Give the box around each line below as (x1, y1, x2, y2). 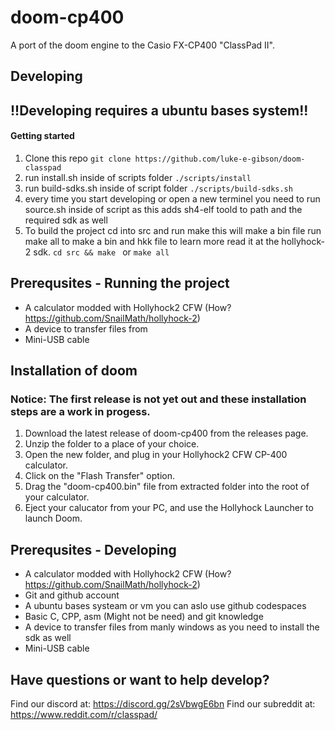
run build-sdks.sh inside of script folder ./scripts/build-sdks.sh (24, 182, 293, 194)
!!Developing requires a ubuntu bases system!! (10, 102, 309, 119)
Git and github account (24, 589, 120, 601)
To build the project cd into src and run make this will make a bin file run (24, 224, 322, 236)
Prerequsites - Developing (10, 541, 177, 558)
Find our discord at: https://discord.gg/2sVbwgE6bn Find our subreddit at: (10, 698, 316, 710)
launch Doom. (24, 512, 83, 525)
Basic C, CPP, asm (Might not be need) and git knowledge (24, 611, 264, 623)
